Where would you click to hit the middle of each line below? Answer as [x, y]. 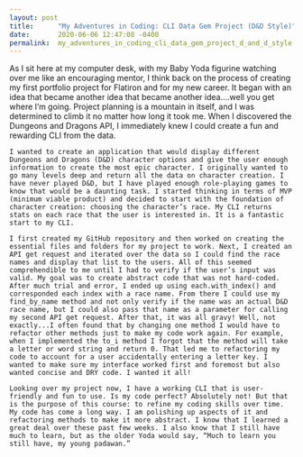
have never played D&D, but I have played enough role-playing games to [149, 184]
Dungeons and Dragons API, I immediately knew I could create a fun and [144, 126]
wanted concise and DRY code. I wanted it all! [101, 373]
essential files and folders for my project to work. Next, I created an [151, 247]
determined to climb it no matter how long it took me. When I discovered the [151, 116]
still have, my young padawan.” [70, 444]
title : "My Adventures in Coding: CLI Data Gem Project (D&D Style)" [153, 26]
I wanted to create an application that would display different [134, 152]
